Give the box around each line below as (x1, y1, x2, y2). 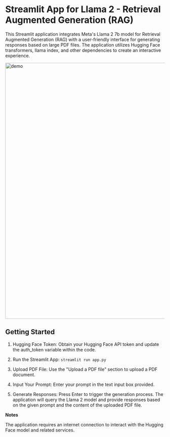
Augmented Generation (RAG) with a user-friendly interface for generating (5, 36, 160, 43)
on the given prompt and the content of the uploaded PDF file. (12, 402, 143, 408)
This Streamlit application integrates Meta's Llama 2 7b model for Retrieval (5, 31, 160, 37)
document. (12, 371, 35, 378)
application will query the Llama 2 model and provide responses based (12, 396, 160, 403)
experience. (5, 52, 30, 59)
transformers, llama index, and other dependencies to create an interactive (5, 47, 161, 53)
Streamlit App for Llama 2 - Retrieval (5, 4, 161, 15)
